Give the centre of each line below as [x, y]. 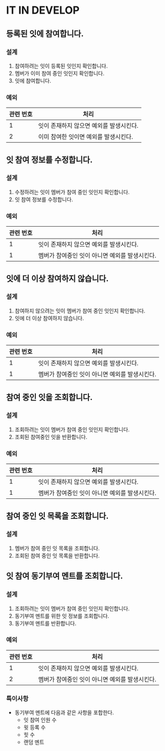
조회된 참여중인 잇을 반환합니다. [51, 437]
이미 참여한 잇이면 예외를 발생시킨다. [86, 137]
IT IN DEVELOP [43, 10]
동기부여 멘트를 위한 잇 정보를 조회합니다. [62, 615]
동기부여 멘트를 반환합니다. [45, 623]
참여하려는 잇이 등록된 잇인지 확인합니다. [61, 66]
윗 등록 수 [34, 727]
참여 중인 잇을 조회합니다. [49, 397]
